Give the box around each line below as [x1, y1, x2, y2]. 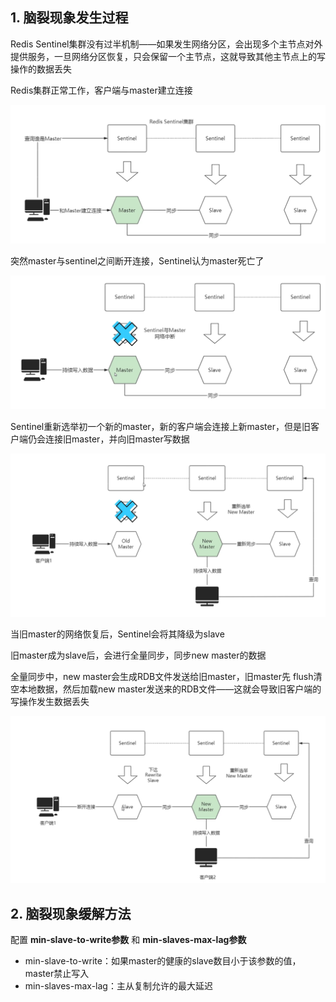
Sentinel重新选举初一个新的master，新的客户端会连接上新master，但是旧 [10, 420, 311, 432]
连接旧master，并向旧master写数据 [44, 433, 190, 445]
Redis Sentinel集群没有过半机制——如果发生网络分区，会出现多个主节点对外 [10, 38, 323, 50]
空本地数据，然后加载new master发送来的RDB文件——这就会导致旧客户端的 [10, 683, 322, 695]
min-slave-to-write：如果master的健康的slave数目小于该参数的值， [24, 955, 302, 967]
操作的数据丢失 [10, 63, 72, 75]
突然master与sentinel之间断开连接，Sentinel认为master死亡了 [10, 254, 265, 267]
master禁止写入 [24, 968, 90, 980]
